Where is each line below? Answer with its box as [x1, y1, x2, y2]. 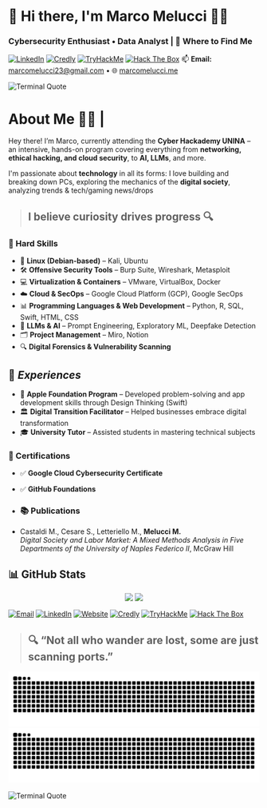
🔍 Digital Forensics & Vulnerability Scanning [19, 342, 171, 352]
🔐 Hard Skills [8, 237, 58, 249]
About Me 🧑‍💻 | [8, 109, 105, 128]
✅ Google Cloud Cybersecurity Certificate [19, 468, 163, 478]
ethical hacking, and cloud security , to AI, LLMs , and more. [8, 153, 206, 163]
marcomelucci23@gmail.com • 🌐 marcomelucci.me [8, 66, 179, 75]
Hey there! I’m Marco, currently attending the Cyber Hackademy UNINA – [8, 136, 251, 146]
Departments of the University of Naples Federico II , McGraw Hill [19, 543, 234, 553]
